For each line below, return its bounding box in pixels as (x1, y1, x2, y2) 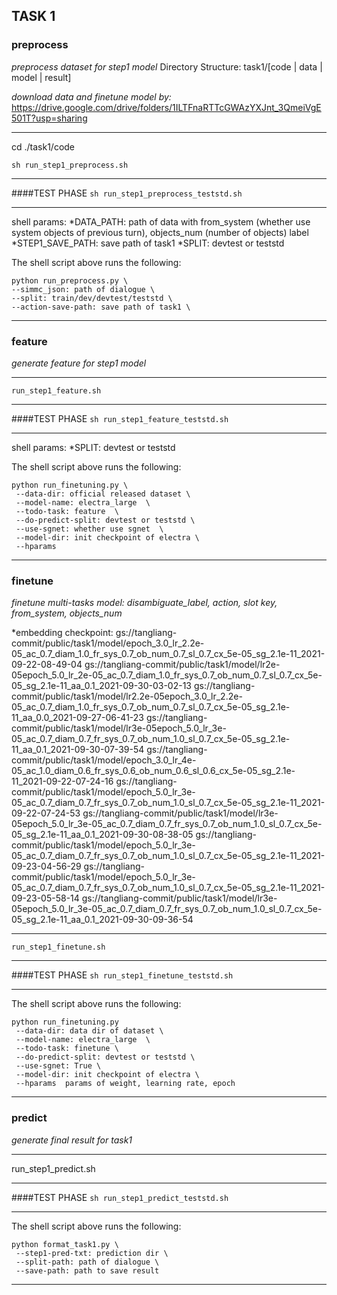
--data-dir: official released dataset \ (15, 489, 191, 499)
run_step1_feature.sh (11, 385, 102, 396)
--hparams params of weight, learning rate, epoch (15, 1079, 236, 1089)
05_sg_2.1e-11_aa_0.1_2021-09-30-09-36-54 (11, 914, 194, 926)
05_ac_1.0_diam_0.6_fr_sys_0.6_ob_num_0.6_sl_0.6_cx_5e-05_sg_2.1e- (11, 765, 296, 777)
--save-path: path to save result (15, 1265, 160, 1276)
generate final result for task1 (11, 1134, 133, 1146)
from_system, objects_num (11, 607, 123, 619)
